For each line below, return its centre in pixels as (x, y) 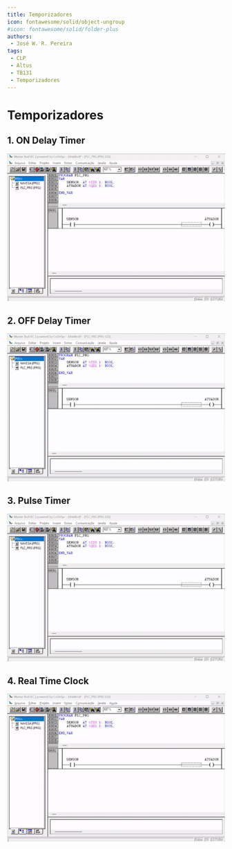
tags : (15, 51)
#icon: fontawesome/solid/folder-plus (63, 29)
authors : (20, 37)
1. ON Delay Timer (46, 140)
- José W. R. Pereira (41, 44)
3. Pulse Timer (39, 501)
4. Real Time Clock (48, 681)
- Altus (21, 66)
